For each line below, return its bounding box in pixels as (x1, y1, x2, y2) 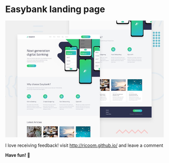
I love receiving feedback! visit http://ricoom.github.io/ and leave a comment (5, 142, 163, 148)
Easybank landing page (5, 4, 106, 15)
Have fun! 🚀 (5, 152, 31, 158)
